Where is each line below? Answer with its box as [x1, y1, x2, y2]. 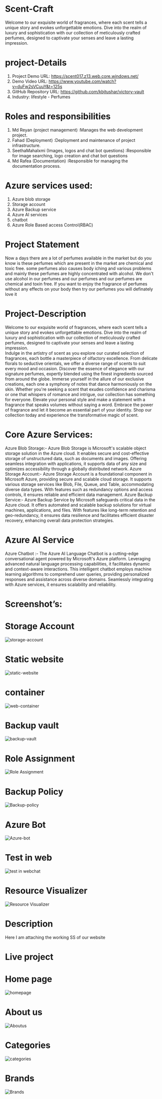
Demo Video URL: [12, 78, 48, 84]
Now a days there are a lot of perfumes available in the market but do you [5, 255, 152, 261]
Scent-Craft [5, 3, 54, 15]
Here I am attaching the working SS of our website [5, 934, 105, 941]
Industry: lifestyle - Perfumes [12, 94, 71, 100]
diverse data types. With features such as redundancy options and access [5, 486, 153, 492]
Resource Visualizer [5, 885, 88, 896]
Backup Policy [5, 786, 64, 797]
